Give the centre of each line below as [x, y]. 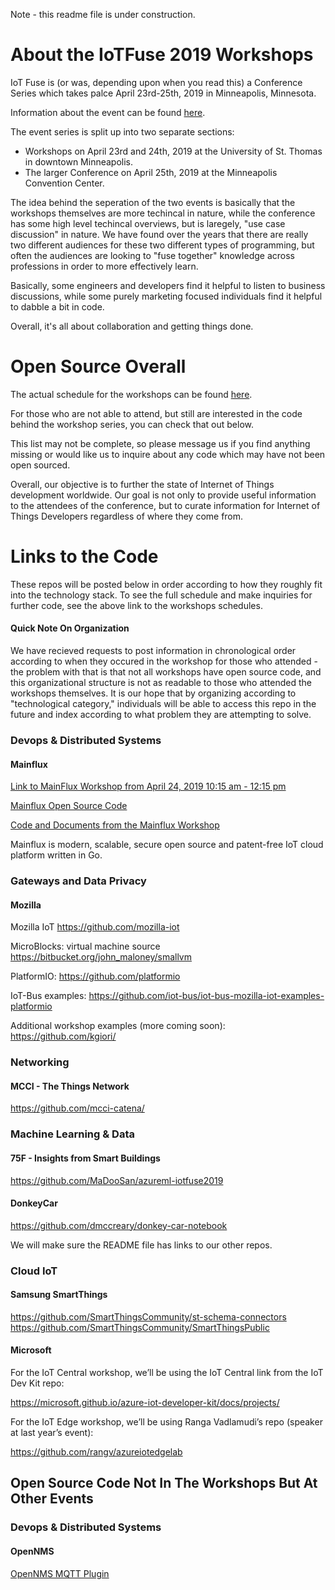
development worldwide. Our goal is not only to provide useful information [163, 495]
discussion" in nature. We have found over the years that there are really [159, 234]
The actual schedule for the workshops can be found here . [131, 394]
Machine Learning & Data [72, 1134]
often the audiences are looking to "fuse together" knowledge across [152, 255]
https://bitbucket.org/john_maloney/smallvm [101, 957]
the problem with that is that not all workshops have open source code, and [166, 672]
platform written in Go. [56, 855]
